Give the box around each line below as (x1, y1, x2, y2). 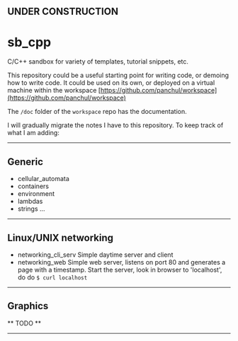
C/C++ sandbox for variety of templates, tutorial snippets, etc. (7, 57, 189, 66)
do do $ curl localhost (17, 272, 88, 282)
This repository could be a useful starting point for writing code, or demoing (7, 71, 229, 80)
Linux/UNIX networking (7, 231, 114, 243)
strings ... (17, 204, 45, 213)
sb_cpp (7, 34, 52, 50)
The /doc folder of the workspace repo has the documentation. (7, 108, 188, 116)
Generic (7, 156, 44, 168)
